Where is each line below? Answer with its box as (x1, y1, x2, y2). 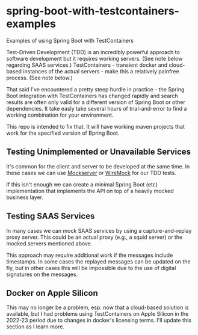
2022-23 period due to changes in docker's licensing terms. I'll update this (6, 317, 191, 324)
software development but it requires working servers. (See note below (6, 55, 183, 62)
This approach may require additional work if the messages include (6, 251, 173, 259)
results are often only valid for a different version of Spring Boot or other (6, 98, 185, 106)
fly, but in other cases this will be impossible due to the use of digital (6, 264, 176, 271)
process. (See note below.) (6, 74, 73, 81)
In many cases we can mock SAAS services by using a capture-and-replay (6, 227, 192, 234)
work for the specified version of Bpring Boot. (6, 129, 120, 137)
